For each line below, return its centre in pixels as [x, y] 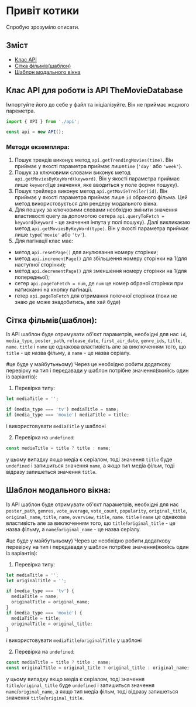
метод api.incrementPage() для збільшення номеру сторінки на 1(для [101, 258]
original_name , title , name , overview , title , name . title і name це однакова [96, 517]
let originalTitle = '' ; [36, 580]
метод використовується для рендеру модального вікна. [86, 203]
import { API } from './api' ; [43, 121]
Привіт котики [43, 11]
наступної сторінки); [40, 264]
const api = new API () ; [35, 132]
